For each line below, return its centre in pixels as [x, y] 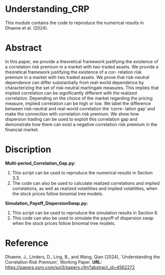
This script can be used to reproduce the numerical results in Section [82, 172]
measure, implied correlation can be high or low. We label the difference [78, 103]
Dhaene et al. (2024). [27, 28]
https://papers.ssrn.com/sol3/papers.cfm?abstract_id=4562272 [70, 267]
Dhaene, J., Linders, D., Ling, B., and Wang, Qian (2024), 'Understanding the [82, 257]
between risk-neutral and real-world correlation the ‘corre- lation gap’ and [80, 108]
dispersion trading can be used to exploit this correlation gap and [71, 119]
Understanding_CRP [47, 9]
